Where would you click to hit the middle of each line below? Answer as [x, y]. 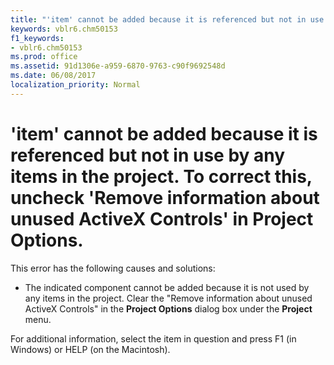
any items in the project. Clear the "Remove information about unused [168, 298]
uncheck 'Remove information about [165, 197]
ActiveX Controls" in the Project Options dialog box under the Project [168, 308]
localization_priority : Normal [75, 85]
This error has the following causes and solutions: [113, 268]
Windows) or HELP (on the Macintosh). [90, 349]
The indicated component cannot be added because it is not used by [167, 287]
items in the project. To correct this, [161, 176]
